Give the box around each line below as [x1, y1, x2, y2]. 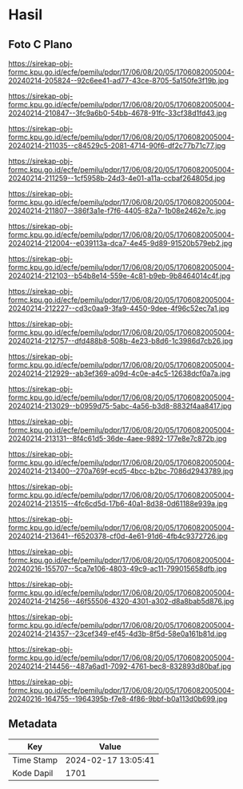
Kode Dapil [12, 767, 54, 779]
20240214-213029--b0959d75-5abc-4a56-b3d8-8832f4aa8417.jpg [8, 401, 232, 410]
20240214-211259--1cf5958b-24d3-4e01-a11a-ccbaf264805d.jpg [8, 174, 225, 183]
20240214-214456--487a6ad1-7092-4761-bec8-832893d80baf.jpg [8, 662, 232, 670]
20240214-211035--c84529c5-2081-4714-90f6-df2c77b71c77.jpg [8, 141, 226, 150]
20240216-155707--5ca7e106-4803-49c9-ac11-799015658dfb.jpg [8, 564, 228, 574]
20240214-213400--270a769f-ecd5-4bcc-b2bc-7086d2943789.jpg [8, 466, 234, 476]
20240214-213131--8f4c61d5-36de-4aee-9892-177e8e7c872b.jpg [8, 434, 227, 443]
